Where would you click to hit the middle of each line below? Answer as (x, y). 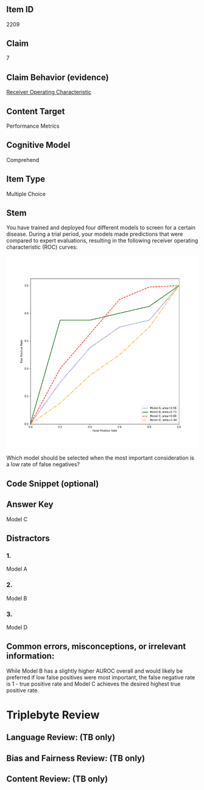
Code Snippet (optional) (53, 484)
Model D (17, 627)
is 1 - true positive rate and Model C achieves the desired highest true (93, 684)
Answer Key (30, 504)
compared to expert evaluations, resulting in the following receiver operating (102, 241)
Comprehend (23, 159)
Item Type (26, 179)
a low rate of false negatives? (43, 464)
